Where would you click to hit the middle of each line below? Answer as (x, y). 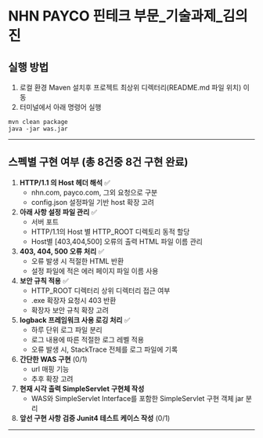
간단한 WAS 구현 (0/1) (53, 359)
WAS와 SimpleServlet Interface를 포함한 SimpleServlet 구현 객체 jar (137, 398)
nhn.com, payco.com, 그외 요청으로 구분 (94, 192)
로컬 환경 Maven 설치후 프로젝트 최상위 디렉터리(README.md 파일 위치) (130, 88)
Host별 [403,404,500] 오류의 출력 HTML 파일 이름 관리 (117, 241)
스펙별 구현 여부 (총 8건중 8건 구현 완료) (98, 162)
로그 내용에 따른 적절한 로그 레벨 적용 (88, 339)
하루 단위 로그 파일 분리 (67, 330)
